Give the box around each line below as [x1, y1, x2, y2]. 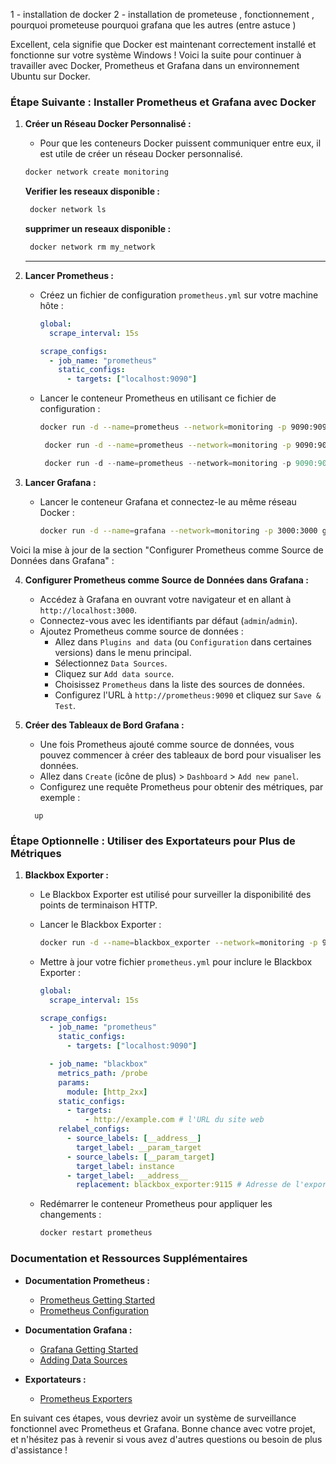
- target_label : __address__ [66, 1170, 188, 1181]
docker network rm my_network [29, 242, 156, 253]
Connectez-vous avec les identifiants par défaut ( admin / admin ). [39, 614, 298, 626]
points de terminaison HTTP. [39, 899, 158, 911]
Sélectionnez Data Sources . [54, 657, 168, 669]
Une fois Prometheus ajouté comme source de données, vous [39, 738, 295, 750]
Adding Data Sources [39, 1354, 128, 1366]
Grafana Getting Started [39, 1343, 139, 1355]
